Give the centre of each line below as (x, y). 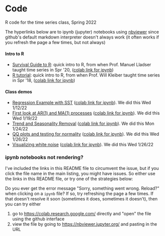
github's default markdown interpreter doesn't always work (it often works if (82, 37)
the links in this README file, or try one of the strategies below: (69, 179)
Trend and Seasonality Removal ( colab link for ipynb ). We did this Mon (83, 123)
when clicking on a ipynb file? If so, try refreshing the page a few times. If (79, 194)
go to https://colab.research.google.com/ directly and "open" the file (82, 213)
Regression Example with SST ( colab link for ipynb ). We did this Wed (82, 103)
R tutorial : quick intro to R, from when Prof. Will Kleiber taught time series (86, 75)
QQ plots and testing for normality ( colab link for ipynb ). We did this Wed (86, 134)
